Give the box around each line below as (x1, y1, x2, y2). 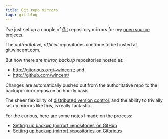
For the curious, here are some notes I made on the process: (5, 113, 133, 119)
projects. (5, 32, 24, 38)
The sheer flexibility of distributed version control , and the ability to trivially (5, 97, 163, 103)
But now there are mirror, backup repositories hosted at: (5, 57, 124, 63)
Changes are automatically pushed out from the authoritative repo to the (5, 82, 157, 88)
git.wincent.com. (5, 47, 41, 53)
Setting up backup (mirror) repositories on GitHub (12, 122, 117, 128)
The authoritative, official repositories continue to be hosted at (5, 41, 137, 47)
